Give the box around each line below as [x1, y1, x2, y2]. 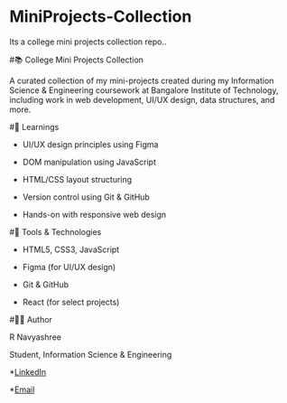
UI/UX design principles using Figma [22, 138, 159, 150]
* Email [9, 384, 35, 395]
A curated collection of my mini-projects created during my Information [9, 75, 274, 86]
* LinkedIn [9, 366, 47, 377]
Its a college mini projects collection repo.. [9, 36, 167, 47]
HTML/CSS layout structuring [22, 173, 133, 184]
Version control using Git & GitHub [22, 192, 151, 202]
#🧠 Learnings [9, 121, 60, 132]
